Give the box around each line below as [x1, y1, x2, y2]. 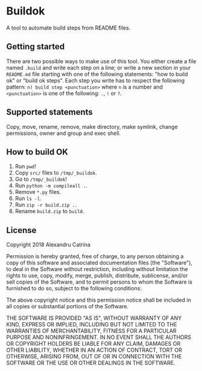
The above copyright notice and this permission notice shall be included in [6, 296, 191, 304]
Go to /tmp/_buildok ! [14, 176, 68, 183]
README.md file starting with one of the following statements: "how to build [6, 70, 188, 78]
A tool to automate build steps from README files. [6, 24, 131, 31]
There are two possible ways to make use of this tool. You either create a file [6, 57, 197, 64]
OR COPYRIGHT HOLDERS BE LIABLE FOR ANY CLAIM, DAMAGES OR [6, 340, 181, 348]
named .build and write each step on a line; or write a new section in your [6, 64, 191, 71]
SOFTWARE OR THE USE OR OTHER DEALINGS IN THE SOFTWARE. [6, 360, 175, 367]
